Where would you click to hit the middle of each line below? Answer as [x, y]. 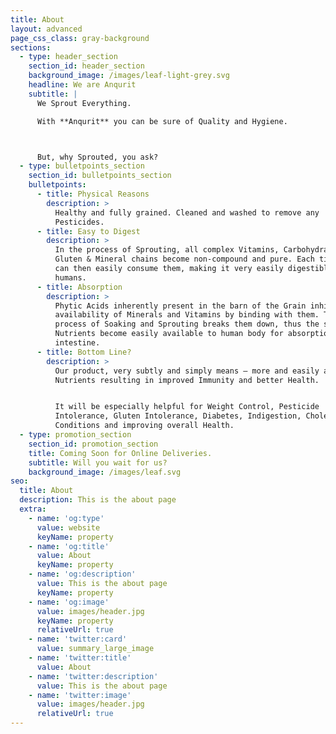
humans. [70, 277]
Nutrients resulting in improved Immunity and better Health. [187, 380]
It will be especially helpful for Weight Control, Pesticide [187, 407]
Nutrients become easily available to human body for [169, 334]
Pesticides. [79, 222]
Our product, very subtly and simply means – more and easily [187, 371]
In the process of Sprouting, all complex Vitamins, [167, 250]
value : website [68, 527]
